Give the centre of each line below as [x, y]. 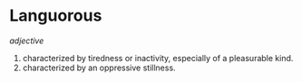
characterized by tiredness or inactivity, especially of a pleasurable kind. [158, 58]
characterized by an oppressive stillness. [99, 68]
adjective [27, 41]
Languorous [56, 16]
